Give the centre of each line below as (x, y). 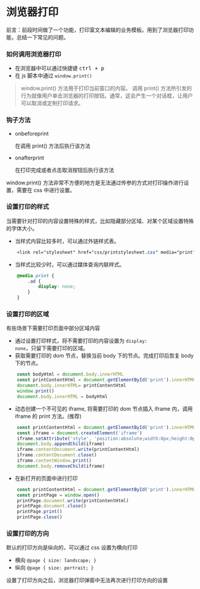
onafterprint (29, 158)
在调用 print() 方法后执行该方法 (53, 146)
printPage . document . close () (51, 506)
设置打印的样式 (28, 207)
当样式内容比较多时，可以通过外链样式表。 (67, 241)
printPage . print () (40, 512)
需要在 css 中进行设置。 (46, 190)
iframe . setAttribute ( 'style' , (54, 438)
